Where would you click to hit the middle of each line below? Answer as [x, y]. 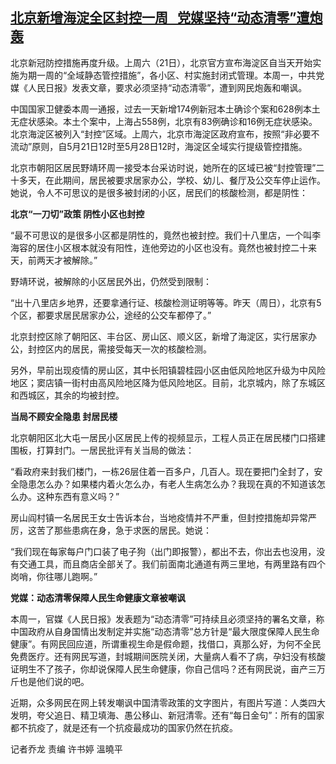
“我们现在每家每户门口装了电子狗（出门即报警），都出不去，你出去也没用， [163, 551]
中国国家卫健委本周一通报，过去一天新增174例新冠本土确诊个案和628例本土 [165, 109]
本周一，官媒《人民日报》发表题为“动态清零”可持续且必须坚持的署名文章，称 [167, 619]
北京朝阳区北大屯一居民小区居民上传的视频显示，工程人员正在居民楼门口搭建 [168, 437]
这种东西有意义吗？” [78, 496]
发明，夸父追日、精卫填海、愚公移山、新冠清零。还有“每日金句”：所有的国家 [167, 715]
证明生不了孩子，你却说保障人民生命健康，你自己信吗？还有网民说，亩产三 [163, 669]
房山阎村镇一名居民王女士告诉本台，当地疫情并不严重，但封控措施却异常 [159, 517]
